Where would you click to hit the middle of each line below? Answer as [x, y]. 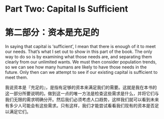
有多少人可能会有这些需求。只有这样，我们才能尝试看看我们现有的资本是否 [80, 106]
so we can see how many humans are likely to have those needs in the [76, 67]
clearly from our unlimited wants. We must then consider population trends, [81, 62]
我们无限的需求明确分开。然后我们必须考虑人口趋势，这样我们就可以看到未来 [82, 100]
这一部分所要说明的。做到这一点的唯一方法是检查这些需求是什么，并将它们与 [82, 94]
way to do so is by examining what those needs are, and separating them [79, 57]
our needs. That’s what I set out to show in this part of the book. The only [79, 51]
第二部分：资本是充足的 [52, 33]
